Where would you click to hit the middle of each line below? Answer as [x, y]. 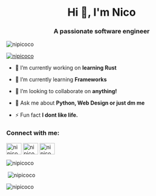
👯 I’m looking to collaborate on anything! [66, 91]
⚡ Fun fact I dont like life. [47, 115]
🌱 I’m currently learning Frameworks [61, 80]
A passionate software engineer [102, 31]
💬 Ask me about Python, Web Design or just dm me [80, 103]
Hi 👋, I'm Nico [102, 12]
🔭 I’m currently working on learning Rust [66, 68]
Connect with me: [33, 133]
